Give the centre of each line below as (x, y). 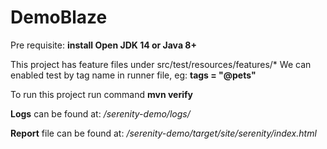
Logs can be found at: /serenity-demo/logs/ (100, 113)
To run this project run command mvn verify (102, 94)
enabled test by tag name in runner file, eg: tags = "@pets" (133, 75)
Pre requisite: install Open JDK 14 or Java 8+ (103, 45)
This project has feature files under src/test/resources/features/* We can (161, 64)
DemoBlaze (59, 17)
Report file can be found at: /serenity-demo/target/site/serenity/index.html (163, 133)
